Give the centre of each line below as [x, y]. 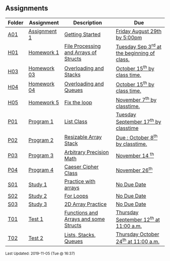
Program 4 [41, 170]
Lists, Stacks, [80, 235]
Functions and [81, 213]
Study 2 [38, 196]
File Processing [82, 46]
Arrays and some [84, 219]
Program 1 [41, 121]
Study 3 [38, 204]
